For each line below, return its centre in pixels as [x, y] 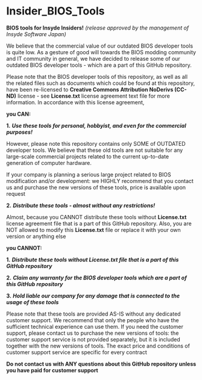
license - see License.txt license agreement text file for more [94, 96]
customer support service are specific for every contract [77, 352]
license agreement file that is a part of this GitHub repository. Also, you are [99, 223]
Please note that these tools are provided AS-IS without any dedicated [93, 314]
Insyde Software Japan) [36, 34]
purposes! [20, 132]
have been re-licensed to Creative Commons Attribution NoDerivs [90, 89]
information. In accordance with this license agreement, [75, 102]
